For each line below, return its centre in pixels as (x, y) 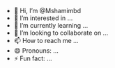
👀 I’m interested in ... (43, 18)
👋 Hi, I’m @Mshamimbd (47, 11)
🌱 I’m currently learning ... (51, 25)
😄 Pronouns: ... (36, 51)
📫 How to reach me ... (46, 41)
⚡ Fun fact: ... (33, 58)
